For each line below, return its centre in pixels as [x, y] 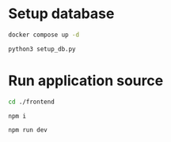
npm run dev [28, 130]
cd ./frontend [32, 102]
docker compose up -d [44, 35]
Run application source [86, 80]
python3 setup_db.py [42, 49]
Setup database [61, 14]
